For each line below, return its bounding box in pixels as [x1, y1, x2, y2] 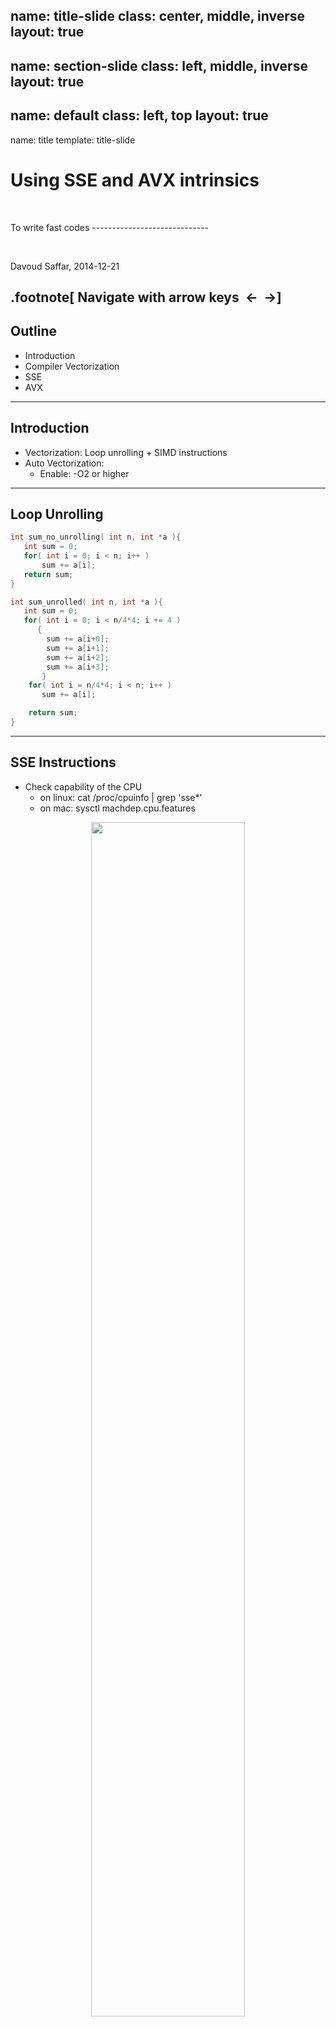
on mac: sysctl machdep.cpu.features [39, 802, 196, 814]
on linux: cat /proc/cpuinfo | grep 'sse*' [39, 791, 203, 803]
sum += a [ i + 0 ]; [46, 634, 110, 644]
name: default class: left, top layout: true [10, 107, 269, 124]
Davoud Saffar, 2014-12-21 [10, 260, 120, 272]
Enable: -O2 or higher [39, 467, 130, 479]
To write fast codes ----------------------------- [10, 221, 210, 233]
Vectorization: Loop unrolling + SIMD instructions [24, 446, 228, 458]
